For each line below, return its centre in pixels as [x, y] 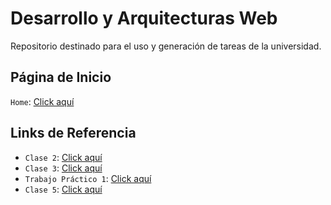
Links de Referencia [73, 133]
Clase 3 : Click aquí [63, 168]
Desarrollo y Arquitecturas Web [144, 18]
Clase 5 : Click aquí [63, 189]
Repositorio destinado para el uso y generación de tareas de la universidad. [166, 46]
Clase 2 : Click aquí [63, 157]
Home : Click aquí [42, 101]
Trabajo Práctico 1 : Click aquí [88, 178]
